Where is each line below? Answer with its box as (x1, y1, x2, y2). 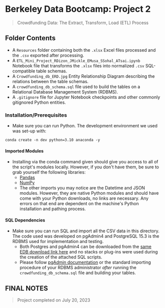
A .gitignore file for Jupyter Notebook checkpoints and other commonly (12, 94, 161, 100)
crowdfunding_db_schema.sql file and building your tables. (19, 270, 136, 276)
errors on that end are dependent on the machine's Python (19, 201, 139, 207)
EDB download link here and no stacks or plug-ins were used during (19, 249, 158, 255)
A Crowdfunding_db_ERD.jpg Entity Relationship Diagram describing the (12, 73, 155, 79)
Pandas (19, 175, 35, 181)
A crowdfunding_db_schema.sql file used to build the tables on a (12, 84, 140, 90)
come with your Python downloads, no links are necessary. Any (19, 195, 149, 201)
